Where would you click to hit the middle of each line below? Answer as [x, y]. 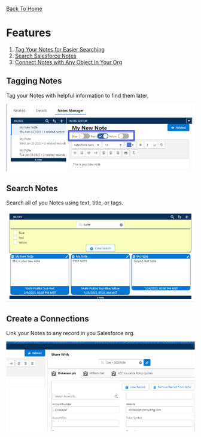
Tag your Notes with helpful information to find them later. [77, 95]
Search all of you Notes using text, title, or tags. [65, 203]
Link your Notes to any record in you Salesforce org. [71, 333]
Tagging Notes [34, 81]
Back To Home [25, 9]
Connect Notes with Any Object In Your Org [68, 62]
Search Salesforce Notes [45, 56]
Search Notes [32, 188]
